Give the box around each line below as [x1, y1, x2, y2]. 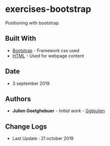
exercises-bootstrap [5, 3, 92, 15]
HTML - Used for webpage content [12, 53, 84, 59]
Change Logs [5, 122, 47, 131]
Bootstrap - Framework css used [12, 47, 80, 53]
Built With [5, 34, 36, 43]
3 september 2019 [12, 80, 50, 86]
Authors [5, 94, 31, 103]
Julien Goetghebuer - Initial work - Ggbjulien [12, 108, 105, 114]
